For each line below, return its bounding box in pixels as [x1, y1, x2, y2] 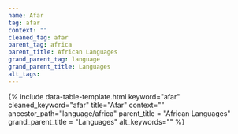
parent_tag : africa [8, 41, 73, 49]
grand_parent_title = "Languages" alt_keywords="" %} [8, 117, 185, 126]
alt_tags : [8, 70, 41, 78]
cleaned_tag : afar [8, 33, 69, 42]
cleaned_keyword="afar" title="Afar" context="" [8, 100, 165, 110]
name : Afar [8, 11, 44, 20]
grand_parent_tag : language [8, 56, 101, 64]
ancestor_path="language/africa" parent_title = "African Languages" [8, 108, 231, 118]
